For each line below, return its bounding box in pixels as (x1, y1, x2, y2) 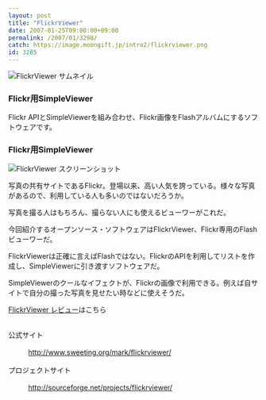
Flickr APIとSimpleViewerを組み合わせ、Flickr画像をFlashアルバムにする (8, 113, 245, 122)
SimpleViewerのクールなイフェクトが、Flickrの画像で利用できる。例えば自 (8, 278, 252, 287)
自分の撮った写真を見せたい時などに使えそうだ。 (29, 287, 189, 298)
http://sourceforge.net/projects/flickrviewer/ (28, 383, 173, 392)
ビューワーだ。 (8, 234, 57, 244)
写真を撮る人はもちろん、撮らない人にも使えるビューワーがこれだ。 (8, 207, 231, 217)
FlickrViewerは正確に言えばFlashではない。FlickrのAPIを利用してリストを (8, 251, 249, 260)
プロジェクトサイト (8, 365, 71, 375)
